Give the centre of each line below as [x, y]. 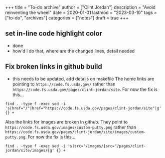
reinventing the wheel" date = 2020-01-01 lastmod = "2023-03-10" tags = [81, 12]
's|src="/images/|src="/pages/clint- [107, 146]
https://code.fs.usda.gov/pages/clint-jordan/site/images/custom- [76, 132]
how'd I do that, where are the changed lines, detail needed [74, 51]
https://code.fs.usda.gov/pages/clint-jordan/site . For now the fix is [85, 89]
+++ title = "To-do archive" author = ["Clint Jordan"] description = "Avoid [81, 7]
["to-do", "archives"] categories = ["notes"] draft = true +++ [67, 18]
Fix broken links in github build [54, 67]
